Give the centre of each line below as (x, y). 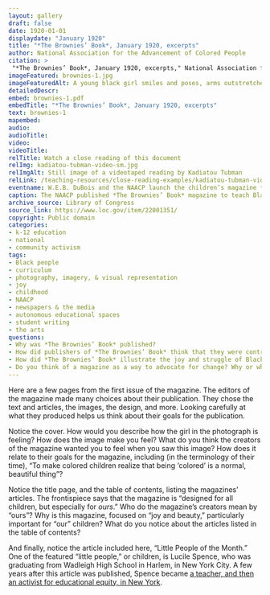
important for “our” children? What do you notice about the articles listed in (133, 523)
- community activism (45, 248)
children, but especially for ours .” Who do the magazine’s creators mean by (133, 507)
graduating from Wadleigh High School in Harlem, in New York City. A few (131, 564)
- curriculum (30, 270)
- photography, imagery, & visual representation (93, 277)
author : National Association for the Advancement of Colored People (127, 53)
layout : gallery (35, 16)
